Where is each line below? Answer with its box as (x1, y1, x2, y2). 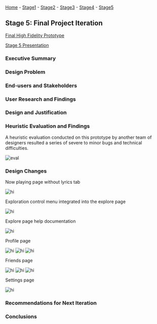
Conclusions (5, 313, 37, 320)
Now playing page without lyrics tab (5, 179, 81, 185)
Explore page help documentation (5, 218, 76, 224)
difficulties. (5, 145, 29, 151)
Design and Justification (5, 109, 67, 116)
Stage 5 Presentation (5, 42, 49, 48)
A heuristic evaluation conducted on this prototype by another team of (5, 134, 152, 140)
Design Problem (5, 68, 46, 75)
